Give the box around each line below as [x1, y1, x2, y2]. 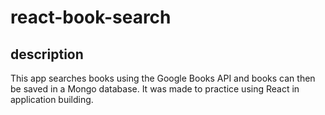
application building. [10, 94, 94, 105]
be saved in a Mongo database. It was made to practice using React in [10, 83, 300, 95]
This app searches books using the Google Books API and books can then [10, 72, 316, 84]
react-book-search [10, 6, 172, 29]
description [10, 46, 84, 63]
